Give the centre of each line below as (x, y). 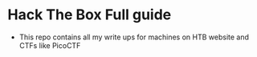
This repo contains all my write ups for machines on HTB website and (134, 37)
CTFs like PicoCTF (50, 45)
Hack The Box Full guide (90, 15)
